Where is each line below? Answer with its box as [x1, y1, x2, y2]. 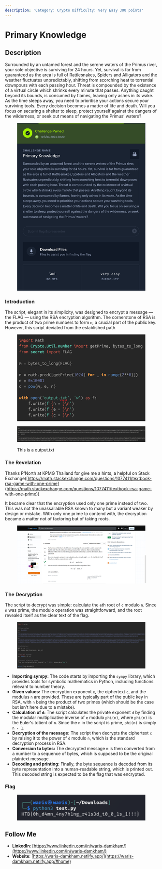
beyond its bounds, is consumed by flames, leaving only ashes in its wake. [5, 92, 154, 98]
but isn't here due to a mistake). [12, 704, 76, 710]
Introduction [5, 298, 35, 305]
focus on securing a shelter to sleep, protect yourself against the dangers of [5, 108, 157, 114]
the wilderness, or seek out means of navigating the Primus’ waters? [5, 113, 142, 119]
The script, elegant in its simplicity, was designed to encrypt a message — [5, 309, 153, 315]
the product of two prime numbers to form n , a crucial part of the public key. [5, 319, 157, 325]
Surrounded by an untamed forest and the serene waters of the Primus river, [5, 61, 157, 67]
